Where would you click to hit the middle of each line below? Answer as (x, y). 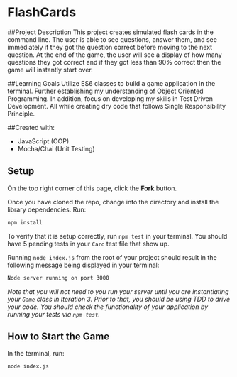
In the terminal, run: (36, 354)
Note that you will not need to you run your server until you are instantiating (118, 291)
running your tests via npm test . (54, 314)
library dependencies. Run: (47, 209)
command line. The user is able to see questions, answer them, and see (112, 39)
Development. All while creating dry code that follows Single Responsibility (116, 106)
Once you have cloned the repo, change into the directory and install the (113, 202)
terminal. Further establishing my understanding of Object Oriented (105, 91)
